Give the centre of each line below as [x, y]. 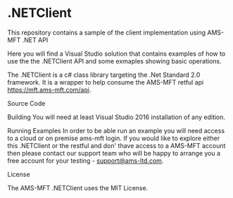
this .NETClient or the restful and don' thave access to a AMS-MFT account [116, 145]
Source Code [26, 103]
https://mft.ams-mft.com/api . [49, 89]
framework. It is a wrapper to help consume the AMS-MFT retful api [106, 82]
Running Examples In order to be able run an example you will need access [116, 130]
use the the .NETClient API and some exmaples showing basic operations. [114, 61]
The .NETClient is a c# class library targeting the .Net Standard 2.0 [104, 75]
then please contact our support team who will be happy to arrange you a [114, 153]
